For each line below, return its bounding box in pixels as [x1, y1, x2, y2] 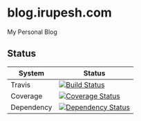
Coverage [10, 91, 43, 101]
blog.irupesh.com [7, 5, 112, 21]
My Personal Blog [7, 28, 57, 36]
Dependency [10, 102, 53, 112]
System [18, 68, 45, 77]
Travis [10, 80, 31, 89]
